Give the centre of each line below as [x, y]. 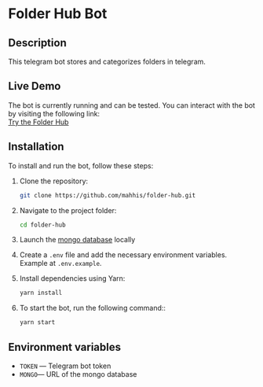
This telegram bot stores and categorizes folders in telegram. [107, 61]
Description [37, 43]
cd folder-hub [42, 225]
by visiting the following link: [54, 113]
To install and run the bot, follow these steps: [81, 165]
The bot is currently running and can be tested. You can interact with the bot [131, 105]
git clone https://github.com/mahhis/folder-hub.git [108, 195]
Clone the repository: [54, 181]
